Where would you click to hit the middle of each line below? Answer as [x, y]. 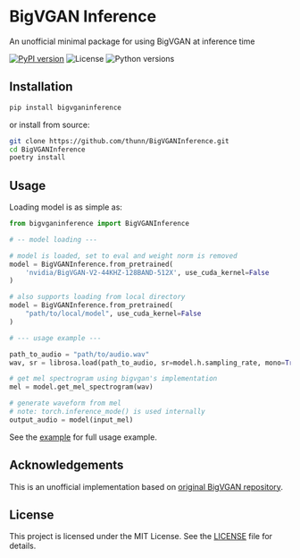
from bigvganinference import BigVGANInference [100, 224]
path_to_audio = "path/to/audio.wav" [79, 354]
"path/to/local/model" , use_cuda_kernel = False [113, 314]
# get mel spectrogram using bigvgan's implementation [113, 379]
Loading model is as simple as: [66, 207]
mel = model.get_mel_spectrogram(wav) [81, 387]
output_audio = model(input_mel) [71, 420]
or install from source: [50, 124]
